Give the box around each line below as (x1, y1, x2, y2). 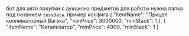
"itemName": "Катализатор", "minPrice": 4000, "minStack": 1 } (6, 23, 159, 30)
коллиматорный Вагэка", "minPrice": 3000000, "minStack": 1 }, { (6, 17, 166, 24)
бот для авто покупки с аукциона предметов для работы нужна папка (6, 5, 183, 12)
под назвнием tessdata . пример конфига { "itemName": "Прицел (6, 11, 168, 18)
